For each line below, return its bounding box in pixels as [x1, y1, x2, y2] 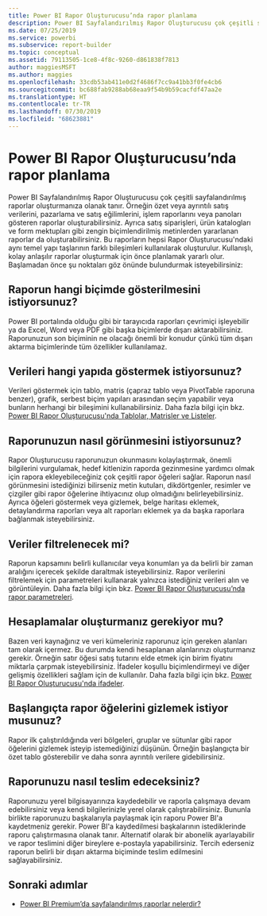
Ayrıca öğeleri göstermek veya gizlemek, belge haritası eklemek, [8, 497, 220, 507]
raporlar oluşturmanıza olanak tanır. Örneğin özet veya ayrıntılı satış [8, 200, 229, 211]
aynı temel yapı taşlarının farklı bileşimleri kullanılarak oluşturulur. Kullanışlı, [8, 243, 253, 253]
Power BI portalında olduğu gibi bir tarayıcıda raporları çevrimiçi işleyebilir [8, 316, 250, 326]
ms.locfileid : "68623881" [8, 115, 94, 123]
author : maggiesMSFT [8, 64, 77, 72]
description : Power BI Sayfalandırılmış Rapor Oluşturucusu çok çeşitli [8, 19, 254, 27]
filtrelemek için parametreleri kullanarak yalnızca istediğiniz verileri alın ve [8, 575, 250, 585]
